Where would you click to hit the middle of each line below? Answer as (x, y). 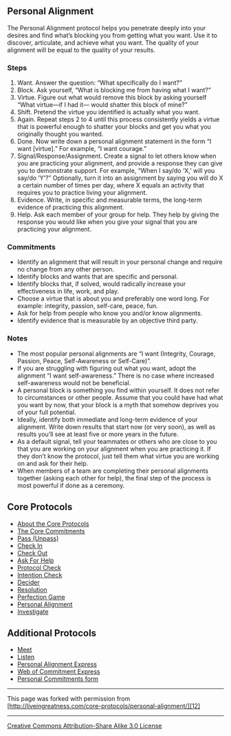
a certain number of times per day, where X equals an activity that (110, 185)
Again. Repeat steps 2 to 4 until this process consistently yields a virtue (118, 119)
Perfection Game (41, 597)
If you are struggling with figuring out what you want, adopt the (107, 368)
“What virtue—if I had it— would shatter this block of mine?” (102, 105)
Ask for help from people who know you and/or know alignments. (110, 314)
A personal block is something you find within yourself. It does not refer (118, 390)
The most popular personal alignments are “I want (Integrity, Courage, (116, 354)
